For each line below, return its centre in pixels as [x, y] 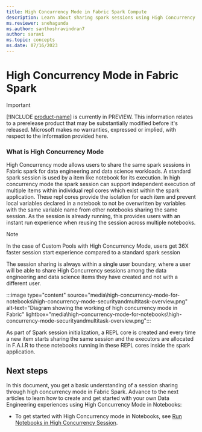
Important [18, 105]
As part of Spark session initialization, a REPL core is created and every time [101, 332]
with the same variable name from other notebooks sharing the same [92, 210]
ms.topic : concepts [31, 40]
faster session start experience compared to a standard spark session [93, 253]
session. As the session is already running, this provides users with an [93, 216]
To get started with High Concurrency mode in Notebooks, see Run [98, 416]
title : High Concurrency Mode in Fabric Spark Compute [77, 12]
